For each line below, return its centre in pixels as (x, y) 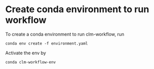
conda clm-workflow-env (31, 62)
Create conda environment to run (77, 9)
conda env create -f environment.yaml (47, 43)
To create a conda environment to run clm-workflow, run (65, 34)
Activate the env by (26, 53)
